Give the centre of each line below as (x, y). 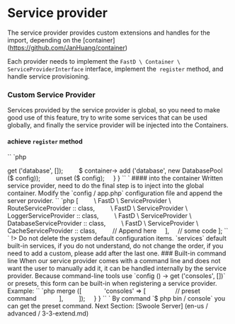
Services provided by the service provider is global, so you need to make (114, 110)
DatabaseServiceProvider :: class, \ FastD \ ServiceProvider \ (103, 224)
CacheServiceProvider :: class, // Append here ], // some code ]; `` (118, 231)
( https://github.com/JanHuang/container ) (68, 47)
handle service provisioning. (48, 76)
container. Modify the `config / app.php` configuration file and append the (115, 193)
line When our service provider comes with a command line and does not (114, 261)
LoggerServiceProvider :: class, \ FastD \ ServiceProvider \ (99, 216)
